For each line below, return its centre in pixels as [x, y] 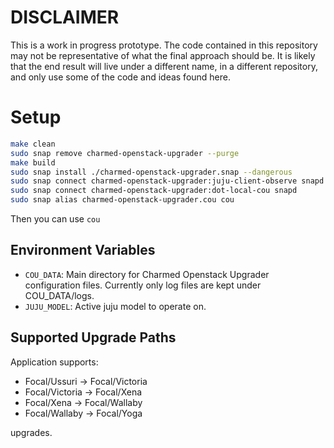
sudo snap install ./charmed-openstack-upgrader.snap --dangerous [151, 172]
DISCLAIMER [65, 17]
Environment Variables [83, 250]
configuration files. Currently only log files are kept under [143, 285]
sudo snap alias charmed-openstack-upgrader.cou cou [122, 200]
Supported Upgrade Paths [93, 337]
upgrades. [31, 432]
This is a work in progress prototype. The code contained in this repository [164, 45]
